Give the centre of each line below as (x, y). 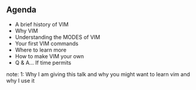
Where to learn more (41, 50)
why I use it (21, 80)
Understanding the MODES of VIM (58, 37)
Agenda (21, 10)
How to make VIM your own (49, 56)
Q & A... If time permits (43, 62)
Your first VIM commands (46, 43)
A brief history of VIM (42, 24)
